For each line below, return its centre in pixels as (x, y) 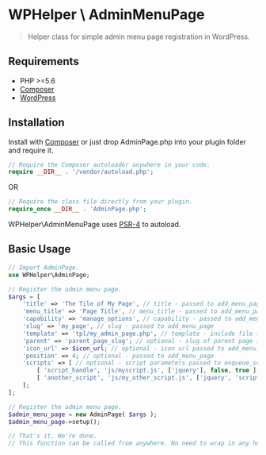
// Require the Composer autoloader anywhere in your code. (110, 164)
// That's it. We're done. (53, 436)
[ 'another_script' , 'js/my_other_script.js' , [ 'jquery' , (134, 378)
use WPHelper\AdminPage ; (49, 275)
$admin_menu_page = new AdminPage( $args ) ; (83, 415)
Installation (36, 123)
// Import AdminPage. (44, 268)
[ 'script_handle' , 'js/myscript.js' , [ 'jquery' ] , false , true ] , (148, 371)
